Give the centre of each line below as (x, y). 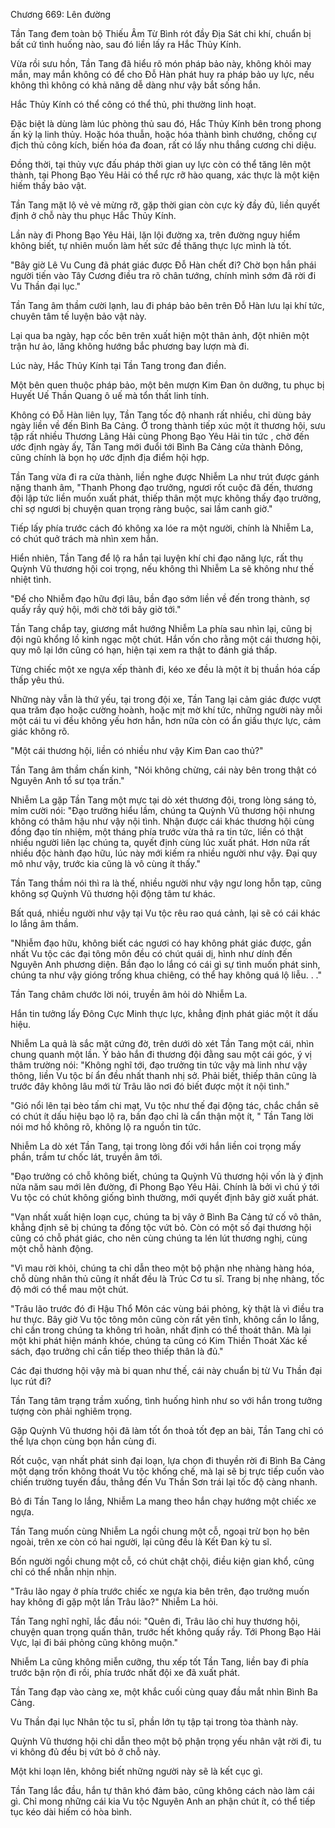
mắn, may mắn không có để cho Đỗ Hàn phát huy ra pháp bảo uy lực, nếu (162, 74)
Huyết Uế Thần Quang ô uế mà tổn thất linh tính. (110, 395)
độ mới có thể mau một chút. (69, 1289)
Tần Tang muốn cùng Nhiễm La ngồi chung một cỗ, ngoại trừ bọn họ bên (160, 1531)
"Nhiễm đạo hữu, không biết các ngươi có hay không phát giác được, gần (161, 943)
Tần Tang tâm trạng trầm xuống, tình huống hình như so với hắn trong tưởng (166, 1400)
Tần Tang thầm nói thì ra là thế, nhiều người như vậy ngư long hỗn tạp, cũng (166, 883)
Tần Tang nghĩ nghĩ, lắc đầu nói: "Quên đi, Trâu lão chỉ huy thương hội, (155, 1621)
